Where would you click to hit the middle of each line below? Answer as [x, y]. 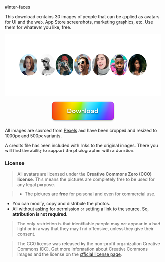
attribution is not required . [40, 214]
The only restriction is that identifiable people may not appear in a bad [89, 224]
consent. [26, 234]
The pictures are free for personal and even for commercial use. [90, 194]
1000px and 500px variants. [33, 136]
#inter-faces [18, 7]
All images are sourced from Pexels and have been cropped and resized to [81, 131]
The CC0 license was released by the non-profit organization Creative [88, 244]
